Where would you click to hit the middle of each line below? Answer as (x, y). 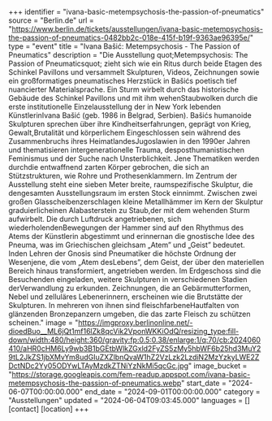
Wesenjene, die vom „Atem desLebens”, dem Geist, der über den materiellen (136, 262)
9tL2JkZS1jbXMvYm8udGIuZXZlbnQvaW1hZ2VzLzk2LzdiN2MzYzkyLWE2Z (134, 357)
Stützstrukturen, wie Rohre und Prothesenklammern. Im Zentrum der (123, 176)
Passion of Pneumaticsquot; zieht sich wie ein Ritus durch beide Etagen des (135, 63)
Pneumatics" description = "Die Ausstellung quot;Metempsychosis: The (128, 55)
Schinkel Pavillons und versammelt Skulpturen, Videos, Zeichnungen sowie (134, 72)
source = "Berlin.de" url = (52, 20)
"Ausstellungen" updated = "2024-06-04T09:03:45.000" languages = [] (129, 400)
